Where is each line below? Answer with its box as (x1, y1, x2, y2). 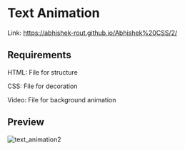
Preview (7, 116, 45, 129)
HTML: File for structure (7, 68, 79, 76)
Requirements (7, 49, 71, 61)
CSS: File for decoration (7, 82, 78, 90)
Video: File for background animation (7, 95, 116, 104)
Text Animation (7, 5, 100, 21)
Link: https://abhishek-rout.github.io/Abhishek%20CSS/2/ (7, 28, 178, 37)
